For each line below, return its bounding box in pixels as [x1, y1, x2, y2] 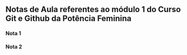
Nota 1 [5, 30, 21, 36]
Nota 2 [5, 43, 22, 50]
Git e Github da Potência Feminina [5, 14, 132, 24]
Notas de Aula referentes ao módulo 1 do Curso [5, 5, 181, 14]
